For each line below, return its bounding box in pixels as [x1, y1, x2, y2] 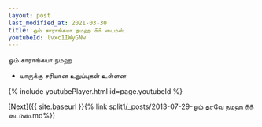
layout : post [8, 11, 51, 20]
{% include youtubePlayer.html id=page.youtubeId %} [8, 87, 183, 96]
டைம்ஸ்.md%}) [8, 111, 56, 121]
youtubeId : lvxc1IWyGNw [8, 33, 87, 42]
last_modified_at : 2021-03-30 [8, 19, 108, 27]
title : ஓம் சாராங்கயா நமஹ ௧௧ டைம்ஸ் [8, 26, 124, 34]
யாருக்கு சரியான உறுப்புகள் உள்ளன [19, 71, 127, 80]
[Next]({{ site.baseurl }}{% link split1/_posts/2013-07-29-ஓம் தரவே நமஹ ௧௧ [8, 102, 254, 111]
